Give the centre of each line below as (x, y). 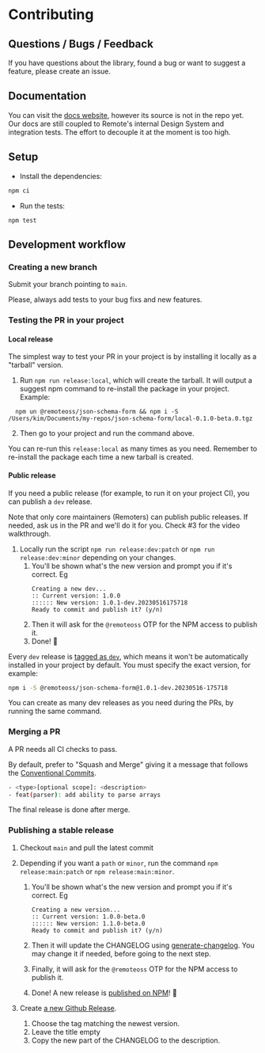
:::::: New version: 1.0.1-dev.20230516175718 (110, 603)
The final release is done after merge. (69, 810)
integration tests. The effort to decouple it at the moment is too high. (119, 132)
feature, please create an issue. (60, 71)
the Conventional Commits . (52, 773)
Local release (31, 339)
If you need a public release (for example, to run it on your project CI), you (129, 493)
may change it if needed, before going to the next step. (121, 953)
